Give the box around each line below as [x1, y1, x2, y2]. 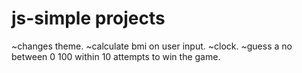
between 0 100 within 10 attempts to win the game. [11, 50, 221, 62]
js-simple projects [11, 7, 166, 30]
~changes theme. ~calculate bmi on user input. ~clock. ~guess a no [11, 40, 293, 52]
